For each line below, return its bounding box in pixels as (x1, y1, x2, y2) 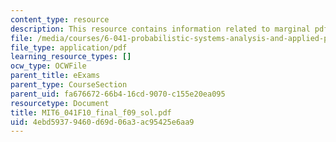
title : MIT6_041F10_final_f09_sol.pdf (10, 107, 172, 118)
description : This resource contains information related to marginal (10, 24, 311, 34)
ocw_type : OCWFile (10, 61, 87, 71)
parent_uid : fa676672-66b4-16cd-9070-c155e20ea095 (10, 89, 226, 99)
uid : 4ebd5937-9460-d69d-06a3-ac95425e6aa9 (10, 117, 195, 127)
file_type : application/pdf (10, 42, 128, 53)
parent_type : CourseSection (10, 80, 128, 90)
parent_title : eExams (10, 71, 101, 81)
